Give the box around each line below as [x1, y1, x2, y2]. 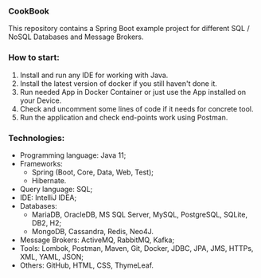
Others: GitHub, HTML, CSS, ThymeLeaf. [19, 260, 154, 270]
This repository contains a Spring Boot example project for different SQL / [8, 24, 250, 33]
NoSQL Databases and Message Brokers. [8, 32, 145, 41]
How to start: [8, 52, 60, 63]
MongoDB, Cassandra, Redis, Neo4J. [31, 226, 154, 236]
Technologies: [8, 132, 65, 143]
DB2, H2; [31, 217, 62, 228]
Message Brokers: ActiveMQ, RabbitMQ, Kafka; [19, 235, 175, 245]
